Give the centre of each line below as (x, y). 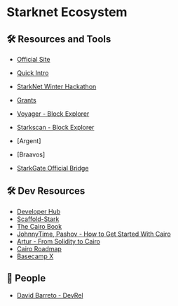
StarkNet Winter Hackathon (56, 86)
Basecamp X (35, 256)
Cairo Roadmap (39, 248)
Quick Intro (33, 73)
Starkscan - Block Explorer (55, 127)
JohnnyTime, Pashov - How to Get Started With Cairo (94, 234)
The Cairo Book (39, 226)
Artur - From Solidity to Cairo (59, 241)
